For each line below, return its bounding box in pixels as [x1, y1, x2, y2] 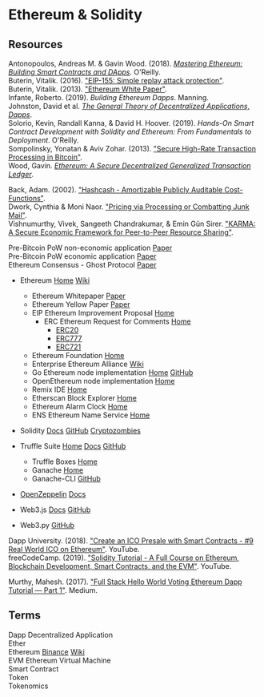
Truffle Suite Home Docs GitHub [19, 441, 126, 450]
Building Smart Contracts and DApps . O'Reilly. [8, 67, 162, 77]
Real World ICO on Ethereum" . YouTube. [8, 545, 140, 554]
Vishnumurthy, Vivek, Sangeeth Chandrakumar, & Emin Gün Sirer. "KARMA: [8, 219, 256, 228]
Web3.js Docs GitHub [19, 505, 91, 514]
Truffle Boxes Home [31, 457, 98, 466]
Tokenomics [8, 681, 49, 691]
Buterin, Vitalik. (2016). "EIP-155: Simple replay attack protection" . [8, 76, 225, 85]
